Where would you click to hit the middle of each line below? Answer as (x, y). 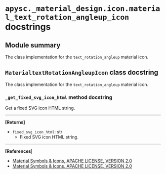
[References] (19, 151)
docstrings (28, 27)
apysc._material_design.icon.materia (83, 9)
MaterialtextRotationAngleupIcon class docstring (82, 72)
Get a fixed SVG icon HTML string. (40, 108)
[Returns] (15, 122)
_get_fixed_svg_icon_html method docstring (59, 97)
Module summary (33, 45)
